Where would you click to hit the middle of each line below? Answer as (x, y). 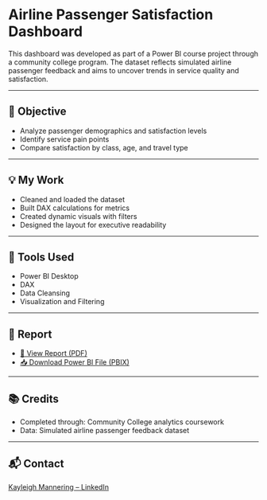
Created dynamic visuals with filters (78, 216)
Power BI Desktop (49, 276)
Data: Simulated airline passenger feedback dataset (104, 430)
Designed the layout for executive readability (93, 225)
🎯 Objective (37, 112)
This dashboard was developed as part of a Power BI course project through (133, 53)
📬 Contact (36, 464)
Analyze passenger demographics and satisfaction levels (113, 131)
